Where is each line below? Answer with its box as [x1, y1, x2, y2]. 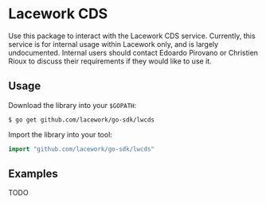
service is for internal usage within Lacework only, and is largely [8, 39, 219, 48]
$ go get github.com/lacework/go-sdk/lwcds [8, 116, 155, 124]
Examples [8, 167, 58, 181]
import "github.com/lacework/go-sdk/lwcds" [8, 144, 155, 153]
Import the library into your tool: [8, 129, 113, 139]
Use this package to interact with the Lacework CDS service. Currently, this [8, 31, 256, 40]
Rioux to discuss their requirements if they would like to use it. [8, 56, 213, 66]
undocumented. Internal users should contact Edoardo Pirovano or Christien [8, 48, 259, 57]
